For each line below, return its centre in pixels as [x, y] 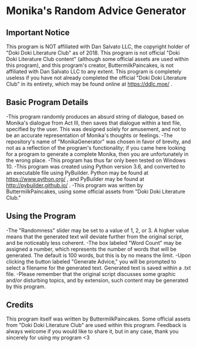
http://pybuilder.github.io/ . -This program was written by [75, 185]
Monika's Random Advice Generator [96, 11]
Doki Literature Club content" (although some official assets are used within [98, 59]
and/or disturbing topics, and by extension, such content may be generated [97, 280]
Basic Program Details [47, 102]
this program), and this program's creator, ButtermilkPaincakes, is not [90, 65]
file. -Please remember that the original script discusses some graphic [91, 274]
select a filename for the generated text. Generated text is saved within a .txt [98, 268]
